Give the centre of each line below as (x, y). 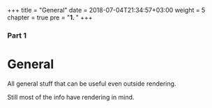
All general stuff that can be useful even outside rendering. (92, 84)
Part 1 (17, 36)
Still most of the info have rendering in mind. (71, 97)
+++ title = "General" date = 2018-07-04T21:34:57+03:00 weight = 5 (106, 10)
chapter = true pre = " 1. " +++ (50, 17)
